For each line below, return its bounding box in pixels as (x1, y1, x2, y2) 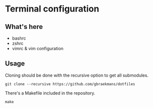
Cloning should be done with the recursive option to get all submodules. (5, 72, 149, 78)
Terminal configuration (5, 3, 99, 14)
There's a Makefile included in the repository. (5, 90, 95, 96)
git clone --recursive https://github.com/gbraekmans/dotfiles (5, 81, 136, 86)
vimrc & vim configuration (12, 46, 64, 51)
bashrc (12, 35, 27, 41)
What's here (5, 23, 43, 31)
